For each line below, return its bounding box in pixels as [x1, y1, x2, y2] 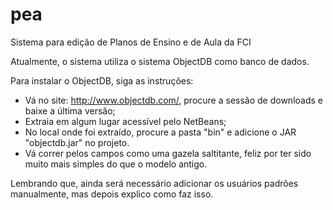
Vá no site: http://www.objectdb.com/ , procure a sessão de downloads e [24, 94, 323, 106]
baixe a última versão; [24, 104, 116, 117]
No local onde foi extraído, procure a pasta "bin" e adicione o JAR [24, 126, 297, 138]
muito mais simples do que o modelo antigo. [24, 158, 208, 170]
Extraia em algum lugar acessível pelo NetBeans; [24, 115, 227, 127]
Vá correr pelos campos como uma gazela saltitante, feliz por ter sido [24, 147, 312, 159]
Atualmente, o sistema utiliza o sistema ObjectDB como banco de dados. [10, 55, 310, 67]
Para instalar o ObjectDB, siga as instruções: [10, 74, 194, 87]
